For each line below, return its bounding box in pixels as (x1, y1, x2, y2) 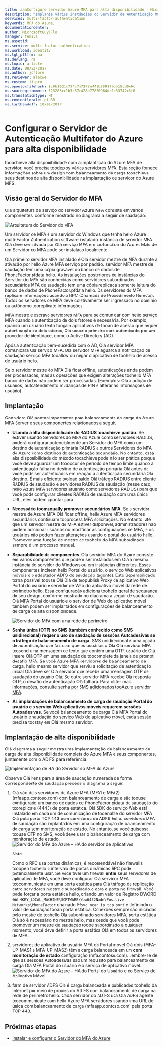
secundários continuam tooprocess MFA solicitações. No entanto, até (12, 516, 151, 522)
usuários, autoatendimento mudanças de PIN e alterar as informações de (5, 383, 151, 388)
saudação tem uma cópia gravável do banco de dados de (5, 266, 120, 272)
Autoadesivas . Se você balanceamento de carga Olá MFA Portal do (12, 709, 148, 715)
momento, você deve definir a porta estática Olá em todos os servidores (12, 927, 157, 933)
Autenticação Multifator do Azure (5, 133, 143, 144)
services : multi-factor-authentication (5, 16, 86, 21)
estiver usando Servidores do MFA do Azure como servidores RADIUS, (12, 435, 154, 440)
